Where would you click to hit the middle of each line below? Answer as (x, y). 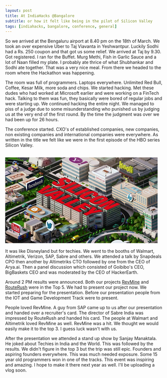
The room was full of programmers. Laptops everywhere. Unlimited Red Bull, (84, 83)
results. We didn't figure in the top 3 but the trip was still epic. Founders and (83, 349)
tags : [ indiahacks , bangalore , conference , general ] (61, 26)
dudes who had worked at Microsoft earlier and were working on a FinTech (82, 93)
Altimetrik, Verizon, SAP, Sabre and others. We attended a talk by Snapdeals (83, 256)
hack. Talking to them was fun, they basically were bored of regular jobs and (84, 98)
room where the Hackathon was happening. (50, 73)
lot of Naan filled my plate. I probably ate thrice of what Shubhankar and (79, 62)
